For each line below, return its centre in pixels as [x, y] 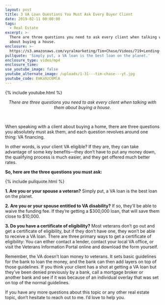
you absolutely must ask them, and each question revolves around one [77, 132]
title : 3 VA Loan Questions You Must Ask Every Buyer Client [69, 14]
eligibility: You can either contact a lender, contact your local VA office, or [79, 241]
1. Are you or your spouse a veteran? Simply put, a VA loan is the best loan [81, 191]
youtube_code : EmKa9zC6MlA [33, 78]
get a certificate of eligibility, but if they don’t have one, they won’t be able [80, 231]
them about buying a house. [82, 107]
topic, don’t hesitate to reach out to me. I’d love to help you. [65, 297]
